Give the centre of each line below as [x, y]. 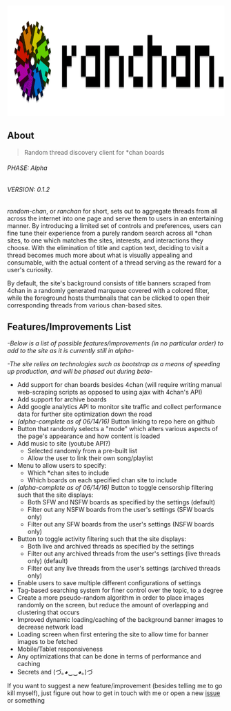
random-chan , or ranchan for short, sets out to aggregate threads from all [112, 211]
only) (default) [48, 561]
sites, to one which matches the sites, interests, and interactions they [105, 240]
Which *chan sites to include [68, 473]
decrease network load [50, 627]
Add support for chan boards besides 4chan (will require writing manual [119, 385]
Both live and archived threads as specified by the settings [111, 547]
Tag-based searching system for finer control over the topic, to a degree [120, 590]
